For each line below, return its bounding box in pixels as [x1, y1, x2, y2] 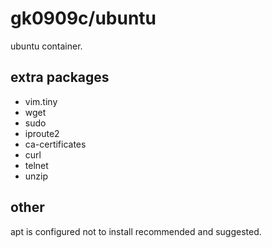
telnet [24, 159, 49, 171]
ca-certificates [24, 138, 87, 150]
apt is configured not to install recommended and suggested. [10, 225, 262, 237]
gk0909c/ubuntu [10, 7, 157, 30]
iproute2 [24, 127, 60, 139]
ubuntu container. [10, 40, 83, 52]
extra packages [10, 69, 110, 86]
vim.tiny [24, 95, 58, 107]
